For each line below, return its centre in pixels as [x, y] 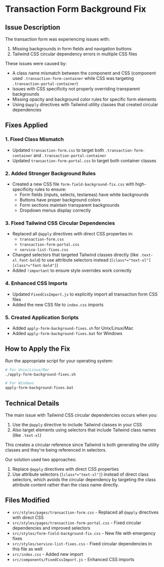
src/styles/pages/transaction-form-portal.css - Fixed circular [77, 523]
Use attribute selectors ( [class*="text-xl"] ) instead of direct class [80, 474]
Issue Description [33, 27]
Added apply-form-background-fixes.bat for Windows [67, 333]
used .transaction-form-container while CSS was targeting [73, 78]
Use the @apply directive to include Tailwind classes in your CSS [77, 425]
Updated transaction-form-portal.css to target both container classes [84, 160]
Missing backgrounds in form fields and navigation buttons [72, 49]
